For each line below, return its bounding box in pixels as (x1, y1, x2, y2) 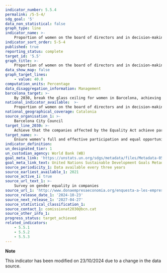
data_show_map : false (5, 68, 50, 73)
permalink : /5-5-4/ (5, 12, 46, 17)
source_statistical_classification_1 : (5, 202, 85, 207)
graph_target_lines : (5, 72, 48, 77)
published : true (5, 44, 39, 49)
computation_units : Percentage (5, 81, 70, 86)
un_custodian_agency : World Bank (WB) (5, 151, 85, 156)
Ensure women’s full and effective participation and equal (14, 137, 141, 142)
